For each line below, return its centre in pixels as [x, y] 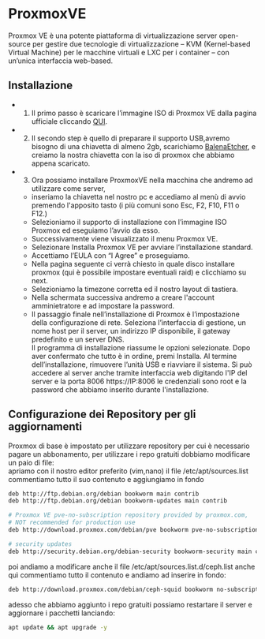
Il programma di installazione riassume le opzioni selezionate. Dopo [141, 347]
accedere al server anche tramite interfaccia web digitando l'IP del [139, 372]
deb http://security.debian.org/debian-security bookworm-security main [130, 551]
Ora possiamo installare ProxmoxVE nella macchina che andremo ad [142, 180]
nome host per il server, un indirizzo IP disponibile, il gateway [131, 331]
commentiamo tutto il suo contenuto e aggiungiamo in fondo [106, 479]
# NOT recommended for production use [72, 523]
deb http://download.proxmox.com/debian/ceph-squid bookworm [111, 589]
